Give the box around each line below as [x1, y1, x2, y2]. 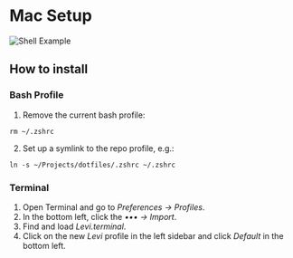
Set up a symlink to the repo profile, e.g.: [22, 142, 175, 154]
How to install [9, 62, 89, 77]
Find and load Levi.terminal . [22, 221, 127, 232]
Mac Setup [9, 5, 92, 26]
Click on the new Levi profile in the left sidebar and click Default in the [22, 230, 284, 241]
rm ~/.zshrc [9, 127, 54, 136]
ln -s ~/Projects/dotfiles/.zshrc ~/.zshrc [9, 160, 176, 169]
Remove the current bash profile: [22, 110, 146, 120]
